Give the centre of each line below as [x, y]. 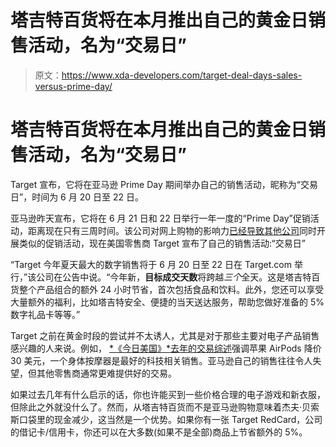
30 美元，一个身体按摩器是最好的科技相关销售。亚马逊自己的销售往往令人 [161, 360]
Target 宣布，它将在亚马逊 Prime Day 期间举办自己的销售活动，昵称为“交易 [164, 184]
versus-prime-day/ [73, 86]
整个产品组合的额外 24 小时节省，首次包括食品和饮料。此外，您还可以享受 [171, 289]
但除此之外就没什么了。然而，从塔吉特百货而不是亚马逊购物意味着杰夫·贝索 [165, 407]
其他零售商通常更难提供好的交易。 [106, 373]
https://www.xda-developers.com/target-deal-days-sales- [182, 75]
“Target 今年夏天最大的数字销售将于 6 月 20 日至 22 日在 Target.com [151, 264]
